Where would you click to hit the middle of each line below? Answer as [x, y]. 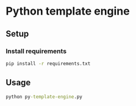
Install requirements [36, 51]
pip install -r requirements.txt [48, 63]
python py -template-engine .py [44, 97]
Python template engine [68, 11]
